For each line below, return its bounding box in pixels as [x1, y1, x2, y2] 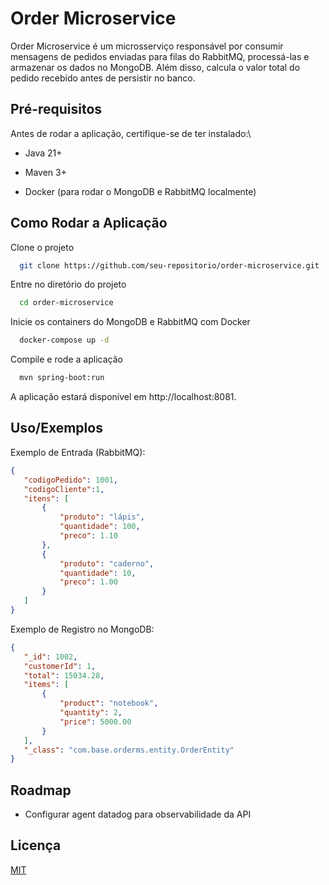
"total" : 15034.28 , [23, 670, 105, 681]
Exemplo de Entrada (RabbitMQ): [10, 446, 146, 458]
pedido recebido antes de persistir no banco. [10, 72, 196, 84]
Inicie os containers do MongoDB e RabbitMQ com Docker [10, 316, 251, 328]
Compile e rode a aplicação [10, 353, 123, 366]
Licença [10, 837, 62, 854]
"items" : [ [23, 680, 70, 690]
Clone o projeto [10, 241, 75, 253]
